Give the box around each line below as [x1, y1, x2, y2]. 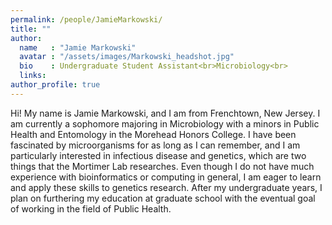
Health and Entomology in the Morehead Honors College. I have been [10, 128, 297, 140]
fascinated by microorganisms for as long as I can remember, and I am [10, 139, 301, 151]
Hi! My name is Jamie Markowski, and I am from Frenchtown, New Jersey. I [10, 107, 321, 119]
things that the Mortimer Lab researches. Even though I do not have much [10, 160, 315, 172]
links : [19, 71, 47, 81]
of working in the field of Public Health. [10, 202, 172, 215]
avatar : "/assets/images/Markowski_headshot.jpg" [19, 52, 235, 62]
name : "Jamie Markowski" [19, 42, 137, 53]
